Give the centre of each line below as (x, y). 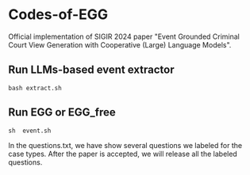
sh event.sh (30, 131)
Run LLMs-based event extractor (91, 70)
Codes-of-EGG (58, 15)
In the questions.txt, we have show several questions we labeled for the (125, 145)
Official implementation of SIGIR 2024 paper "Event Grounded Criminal (124, 36)
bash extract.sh (35, 88)
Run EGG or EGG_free (62, 112)
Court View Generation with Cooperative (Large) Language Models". (120, 44)
